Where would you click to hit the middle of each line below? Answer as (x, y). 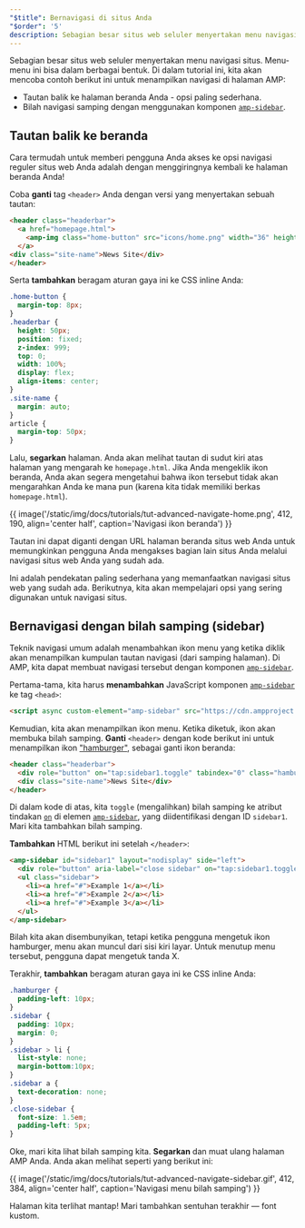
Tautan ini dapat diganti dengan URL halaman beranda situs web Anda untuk (152, 541)
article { (28, 423)
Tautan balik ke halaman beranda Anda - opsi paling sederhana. (142, 97)
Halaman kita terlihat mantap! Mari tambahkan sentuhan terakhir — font (143, 1206)
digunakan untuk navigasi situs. (69, 598)
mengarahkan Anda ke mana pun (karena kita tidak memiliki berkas (135, 487)
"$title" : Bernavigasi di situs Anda (81, 18)
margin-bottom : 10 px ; (56, 1067)
